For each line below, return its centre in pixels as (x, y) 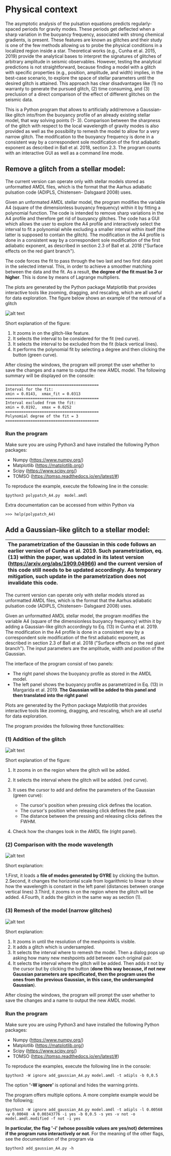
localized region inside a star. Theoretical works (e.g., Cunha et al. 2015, (81, 51)
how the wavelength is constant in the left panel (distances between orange (85, 886)
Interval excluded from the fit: (41, 403)
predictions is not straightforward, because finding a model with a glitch (81, 67)
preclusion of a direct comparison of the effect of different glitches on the (82, 94)
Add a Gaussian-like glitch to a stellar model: (78, 530)
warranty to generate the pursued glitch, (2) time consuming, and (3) (78, 88)
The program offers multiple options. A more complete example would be (82, 1095)
